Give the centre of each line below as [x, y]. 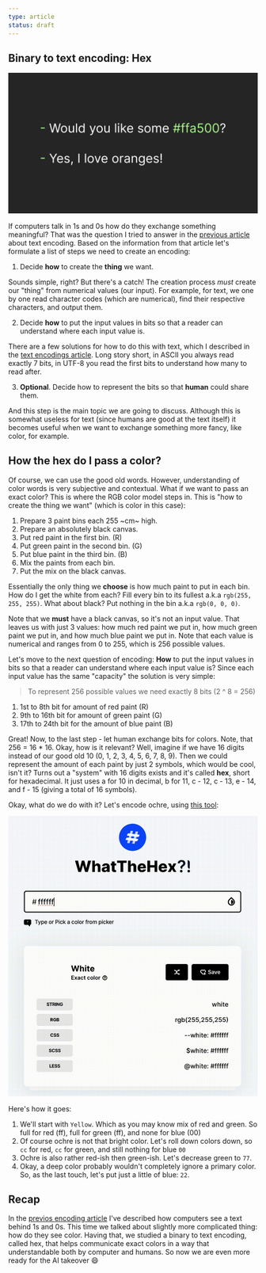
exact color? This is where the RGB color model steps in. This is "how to [125, 497]
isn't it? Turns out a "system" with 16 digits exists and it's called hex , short [129, 772]
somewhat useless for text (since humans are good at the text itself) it [122, 419]
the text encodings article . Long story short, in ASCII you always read [121, 354]
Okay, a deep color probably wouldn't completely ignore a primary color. [138, 1166]
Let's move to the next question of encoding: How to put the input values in [131, 659]
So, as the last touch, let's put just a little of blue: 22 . [104, 1174]
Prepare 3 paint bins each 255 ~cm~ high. [89, 520]
